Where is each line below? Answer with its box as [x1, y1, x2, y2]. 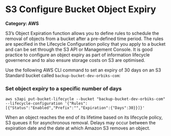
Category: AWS [5, 20, 39, 26]
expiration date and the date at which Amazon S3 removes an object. [5, 125, 151, 131]
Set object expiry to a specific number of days [5, 85, 122, 92]
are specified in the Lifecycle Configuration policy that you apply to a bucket [5, 41, 166, 47]
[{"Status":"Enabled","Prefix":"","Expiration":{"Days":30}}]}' [5, 106, 145, 111]
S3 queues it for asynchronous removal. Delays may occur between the [5, 120, 156, 126]
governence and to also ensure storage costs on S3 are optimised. [5, 57, 145, 63]
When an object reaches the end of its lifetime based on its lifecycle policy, [5, 114, 163, 120]
